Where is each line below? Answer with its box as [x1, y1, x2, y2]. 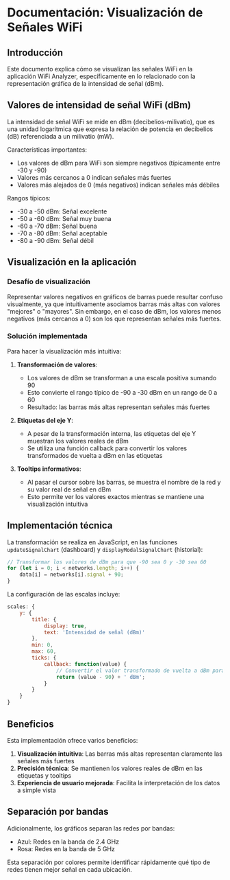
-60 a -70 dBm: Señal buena [16, 222, 97, 230]
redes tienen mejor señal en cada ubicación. [7, 865, 132, 873]
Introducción [7, 47, 64, 58]
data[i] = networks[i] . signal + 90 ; [19, 571, 125, 578]
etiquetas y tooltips [16, 771, 72, 780]
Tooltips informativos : [16, 465, 81, 473]
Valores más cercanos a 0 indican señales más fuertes [16, 173, 172, 181]
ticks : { [31, 654, 57, 662]
